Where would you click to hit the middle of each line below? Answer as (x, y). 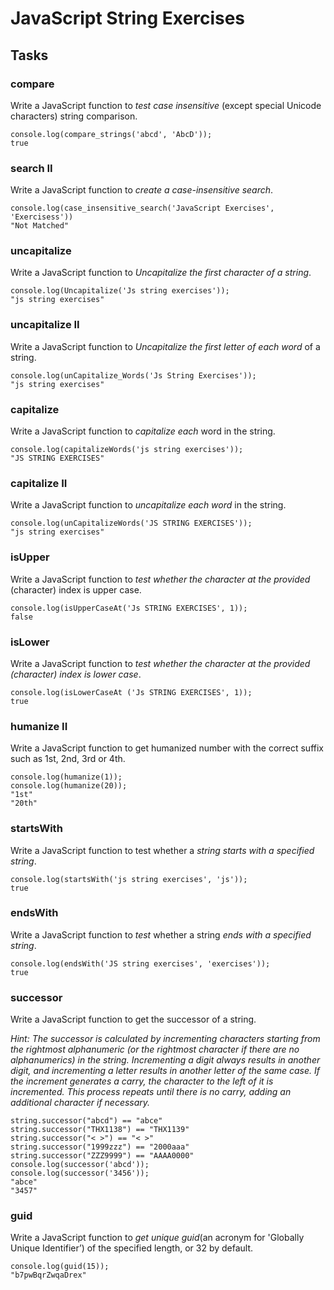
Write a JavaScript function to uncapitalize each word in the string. (148, 505)
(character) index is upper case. (76, 589)
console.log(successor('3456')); (80, 1173)
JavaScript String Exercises (128, 18)
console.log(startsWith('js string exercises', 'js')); (129, 879)
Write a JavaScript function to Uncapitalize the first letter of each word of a (165, 346)
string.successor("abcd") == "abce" (86, 1121)
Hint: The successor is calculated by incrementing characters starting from (165, 1039)
